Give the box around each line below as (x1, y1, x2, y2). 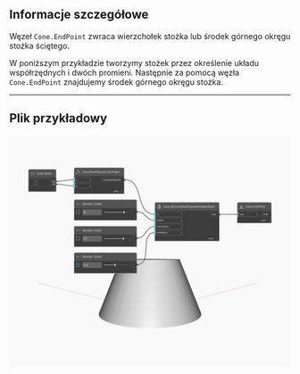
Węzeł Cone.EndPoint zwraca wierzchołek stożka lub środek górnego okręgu (9, 30, 291, 41)
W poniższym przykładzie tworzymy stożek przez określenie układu (9, 57, 260, 68)
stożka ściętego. (9, 40, 70, 51)
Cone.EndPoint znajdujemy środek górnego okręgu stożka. (9, 76, 223, 87)
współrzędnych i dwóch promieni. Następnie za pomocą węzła (9, 67, 239, 78)
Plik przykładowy (9, 111, 108, 126)
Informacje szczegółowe (9, 7, 149, 22)
